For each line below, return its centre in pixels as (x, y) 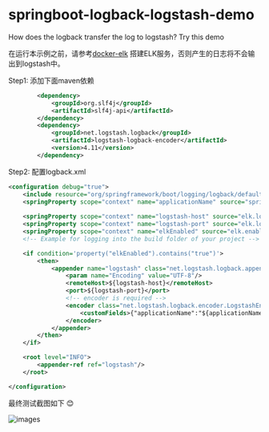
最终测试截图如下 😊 (41, 403)
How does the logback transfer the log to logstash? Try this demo (116, 37)
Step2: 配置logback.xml (47, 172)
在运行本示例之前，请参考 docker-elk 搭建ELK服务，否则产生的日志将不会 (128, 53)
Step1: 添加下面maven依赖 (51, 80)
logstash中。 (43, 63)
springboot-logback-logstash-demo (131, 15)
